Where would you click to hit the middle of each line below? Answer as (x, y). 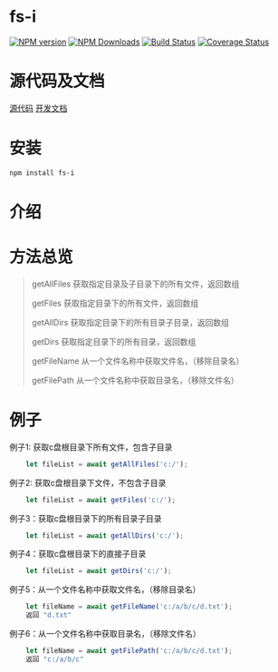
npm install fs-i (42, 173)
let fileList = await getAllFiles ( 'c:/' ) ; (107, 464)
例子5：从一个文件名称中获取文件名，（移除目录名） (105, 589)
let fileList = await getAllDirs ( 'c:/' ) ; (105, 536)
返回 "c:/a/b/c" (55, 659)
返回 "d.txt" (49, 615)
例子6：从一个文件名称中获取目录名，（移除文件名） (105, 633)
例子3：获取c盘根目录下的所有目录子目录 (86, 518)
